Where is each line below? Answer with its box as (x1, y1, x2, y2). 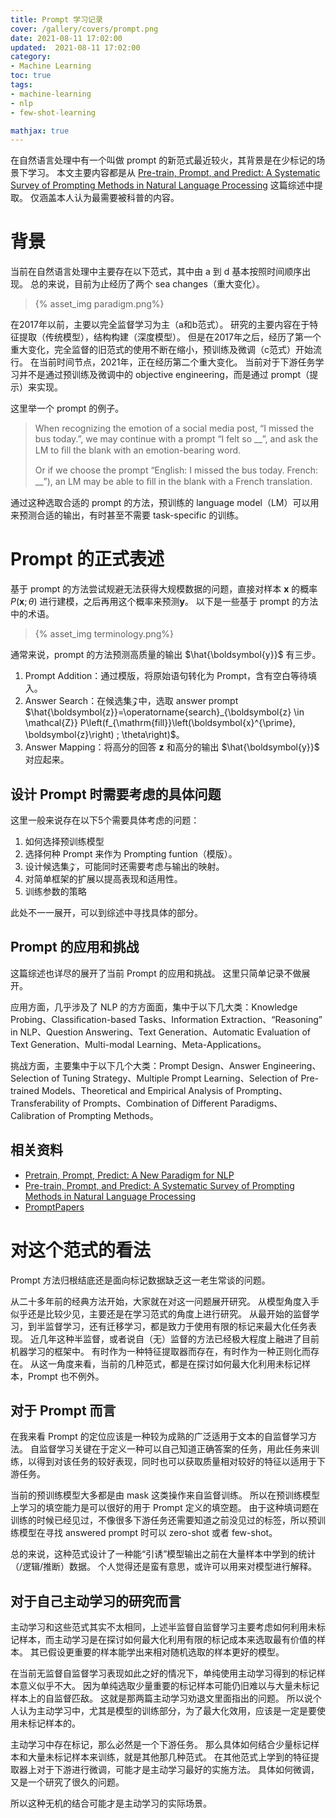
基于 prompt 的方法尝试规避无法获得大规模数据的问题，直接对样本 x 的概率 (10, 583, 318, 595)
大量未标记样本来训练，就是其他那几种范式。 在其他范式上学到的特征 (27, 1751, 311, 1763)
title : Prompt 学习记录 (10, 14, 103, 25)
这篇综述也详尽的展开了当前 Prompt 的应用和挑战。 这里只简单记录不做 (10, 967, 302, 979)
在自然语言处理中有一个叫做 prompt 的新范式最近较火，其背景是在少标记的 (10, 154, 317, 166)
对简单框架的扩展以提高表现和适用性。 (24, 872, 183, 885)
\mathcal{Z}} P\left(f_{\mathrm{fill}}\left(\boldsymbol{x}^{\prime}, (24, 717, 296, 729)
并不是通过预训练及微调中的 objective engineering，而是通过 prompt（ (18, 369, 310, 381)
